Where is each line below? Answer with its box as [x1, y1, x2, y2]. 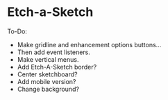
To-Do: [7, 27, 28, 35]
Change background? [17, 85, 80, 93]
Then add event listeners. [17, 48, 90, 56]
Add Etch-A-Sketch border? [17, 62, 97, 71]
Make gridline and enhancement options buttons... [17, 40, 162, 49]
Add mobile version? [17, 77, 76, 85]
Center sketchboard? [17, 70, 78, 78]
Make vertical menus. [17, 55, 79, 63]
